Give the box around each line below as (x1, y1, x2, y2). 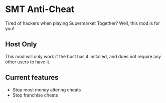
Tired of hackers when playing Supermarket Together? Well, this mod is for (5, 20, 160, 26)
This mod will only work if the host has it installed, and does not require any (5, 53, 161, 59)
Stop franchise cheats (12, 92, 59, 98)
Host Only (5, 40, 37, 49)
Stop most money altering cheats (12, 86, 81, 92)
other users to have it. (5, 59, 51, 65)
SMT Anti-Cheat (5, 4, 75, 15)
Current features (5, 73, 59, 82)
